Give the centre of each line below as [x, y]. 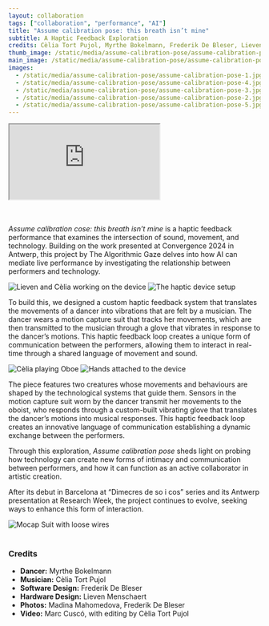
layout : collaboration [46, 16]
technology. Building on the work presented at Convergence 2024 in [121, 246]
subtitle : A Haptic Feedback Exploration [78, 38]
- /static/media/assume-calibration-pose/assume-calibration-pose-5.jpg [139, 105]
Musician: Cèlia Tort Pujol [63, 580]
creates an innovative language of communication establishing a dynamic [129, 427]
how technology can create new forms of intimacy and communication [125, 459]
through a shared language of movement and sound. [111, 354]
